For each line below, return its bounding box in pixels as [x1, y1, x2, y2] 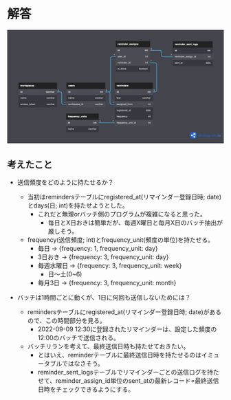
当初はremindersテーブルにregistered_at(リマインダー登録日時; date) [27, 193, 222, 201]
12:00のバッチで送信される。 [37, 334, 120, 342]
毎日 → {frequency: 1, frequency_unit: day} [37, 245, 158, 253]
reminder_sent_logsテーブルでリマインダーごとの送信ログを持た [37, 368, 219, 377]
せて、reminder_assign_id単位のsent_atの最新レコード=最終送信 [37, 377, 219, 385]
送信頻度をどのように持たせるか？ [16, 178, 114, 186]
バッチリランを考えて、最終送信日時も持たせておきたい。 [27, 342, 190, 351]
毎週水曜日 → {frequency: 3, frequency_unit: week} [37, 262, 182, 270]
